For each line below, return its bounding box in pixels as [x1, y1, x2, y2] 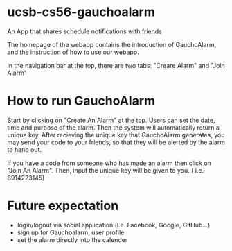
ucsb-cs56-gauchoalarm [7, 4, 156, 20]
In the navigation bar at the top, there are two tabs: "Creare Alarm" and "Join [7, 61, 225, 69]
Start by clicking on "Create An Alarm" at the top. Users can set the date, [7, 116, 215, 124]
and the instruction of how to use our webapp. [7, 48, 140, 56]
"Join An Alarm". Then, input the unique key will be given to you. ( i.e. [7, 166, 204, 174]
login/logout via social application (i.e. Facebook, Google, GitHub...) [17, 220, 211, 229]
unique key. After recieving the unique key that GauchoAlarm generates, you [7, 130, 225, 139]
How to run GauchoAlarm [7, 93, 156, 109]
